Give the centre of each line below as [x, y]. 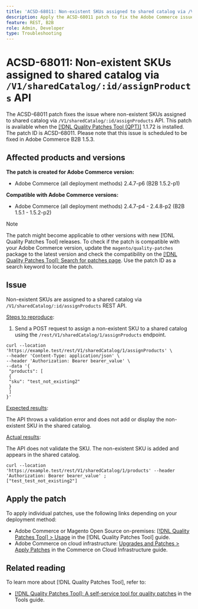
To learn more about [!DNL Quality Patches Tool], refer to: [76, 582]
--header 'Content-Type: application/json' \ [63, 356]
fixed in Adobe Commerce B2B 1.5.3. [51, 140]
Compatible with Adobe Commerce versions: [62, 194]
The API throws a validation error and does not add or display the [85, 419]
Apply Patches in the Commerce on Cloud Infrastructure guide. [91, 550]
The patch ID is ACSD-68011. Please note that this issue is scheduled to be [97, 133]
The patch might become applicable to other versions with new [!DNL [90, 235]
